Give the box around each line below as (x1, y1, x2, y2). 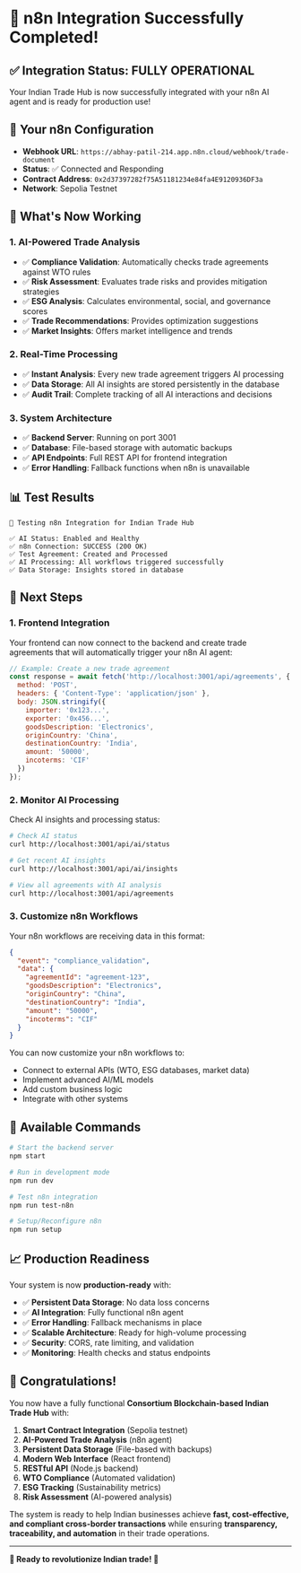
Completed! (9, 27, 99, 48)
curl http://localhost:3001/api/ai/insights (9, 864, 178, 873)
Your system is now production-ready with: (9, 1279, 172, 1290)
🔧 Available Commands (9, 1119, 142, 1134)
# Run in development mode (9, 1167, 110, 1176)
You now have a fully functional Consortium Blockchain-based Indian (9, 1397, 270, 1408)
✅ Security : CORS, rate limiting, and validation (21, 1337, 194, 1348)
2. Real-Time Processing (9, 348, 118, 361)
